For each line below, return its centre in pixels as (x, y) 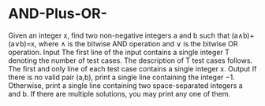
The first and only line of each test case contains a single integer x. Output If (132, 68)
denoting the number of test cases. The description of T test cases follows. (131, 60)
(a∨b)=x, (22, 43)
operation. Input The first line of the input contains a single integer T (119, 52)
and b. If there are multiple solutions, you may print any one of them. (119, 93)
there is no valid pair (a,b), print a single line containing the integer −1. (121, 77)
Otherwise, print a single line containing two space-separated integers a (125, 85)
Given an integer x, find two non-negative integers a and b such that (119, 35)
